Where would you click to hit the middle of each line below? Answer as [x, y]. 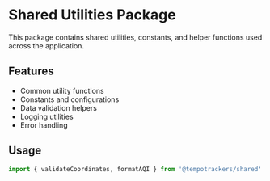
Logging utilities [47, 116]
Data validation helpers [58, 107]
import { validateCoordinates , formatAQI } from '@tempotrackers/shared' [135, 169]
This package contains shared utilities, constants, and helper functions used [135, 37]
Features [31, 72]
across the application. [46, 45]
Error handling [44, 125]
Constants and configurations [70, 99]
